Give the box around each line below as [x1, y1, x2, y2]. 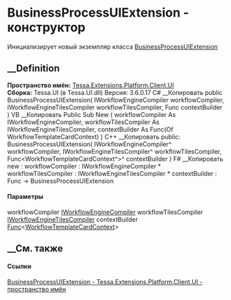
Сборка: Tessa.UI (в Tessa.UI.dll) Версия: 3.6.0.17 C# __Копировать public [7, 88, 223, 96]
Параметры [7, 193, 44, 201]
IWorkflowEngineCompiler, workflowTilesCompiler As [7, 118, 160, 126]
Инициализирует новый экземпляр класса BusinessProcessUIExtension [7, 42, 219, 51]
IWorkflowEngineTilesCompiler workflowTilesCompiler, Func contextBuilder [7, 103, 223, 112]
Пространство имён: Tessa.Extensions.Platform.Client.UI [7, 81, 175, 89]
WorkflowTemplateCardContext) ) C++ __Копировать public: [7, 132, 181, 141]
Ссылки [7, 262, 32, 270]
